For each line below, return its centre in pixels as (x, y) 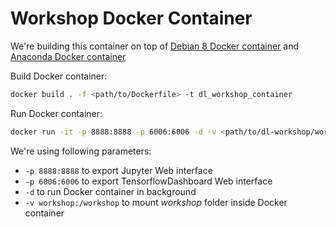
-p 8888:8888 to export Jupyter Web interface (118, 170)
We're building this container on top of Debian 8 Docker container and (155, 46)
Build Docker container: (59, 76)
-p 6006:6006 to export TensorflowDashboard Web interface (148, 181)
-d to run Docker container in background (110, 191)
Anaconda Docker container (68, 56)
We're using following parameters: (81, 151)
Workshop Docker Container (131, 18)
